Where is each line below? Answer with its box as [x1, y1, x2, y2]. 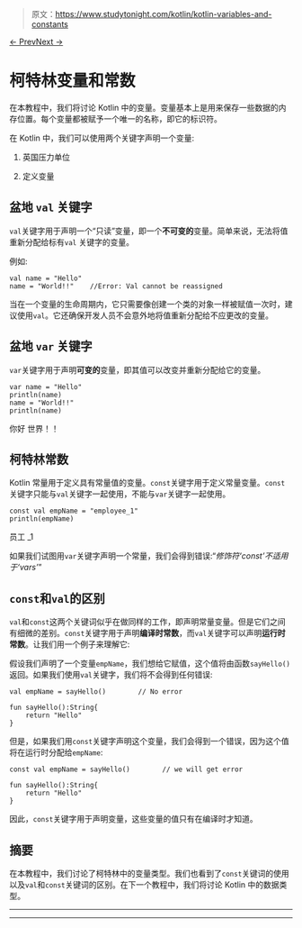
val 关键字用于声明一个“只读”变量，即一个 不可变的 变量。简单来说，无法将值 [9, 225, 289, 236]
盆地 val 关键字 [9, 200, 93, 215]
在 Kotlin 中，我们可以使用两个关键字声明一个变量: [9, 132, 195, 143]
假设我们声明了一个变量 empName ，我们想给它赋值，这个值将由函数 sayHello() [9, 658, 290, 669]
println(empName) [9, 514, 75, 523]
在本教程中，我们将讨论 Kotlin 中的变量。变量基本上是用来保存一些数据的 [9, 102, 279, 113]
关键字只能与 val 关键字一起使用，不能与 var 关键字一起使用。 [9, 488, 231, 499]
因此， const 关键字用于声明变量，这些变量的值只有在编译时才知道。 [9, 814, 258, 824]
